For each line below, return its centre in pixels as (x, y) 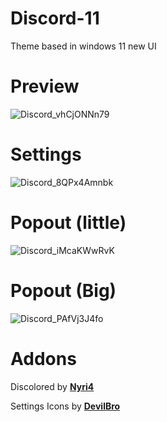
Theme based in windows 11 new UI (83, 46)
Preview (45, 86)
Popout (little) (68, 223)
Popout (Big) (63, 290)
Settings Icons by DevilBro (65, 406)
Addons (43, 358)
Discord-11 (55, 18)
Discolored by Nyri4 (52, 386)
